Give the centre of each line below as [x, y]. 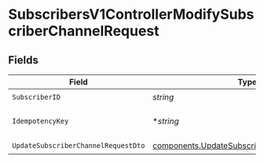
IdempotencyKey [40, 121]
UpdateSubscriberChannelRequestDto [79, 145]
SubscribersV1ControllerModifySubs [131, 14]
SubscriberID [37, 97]
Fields [24, 60]
